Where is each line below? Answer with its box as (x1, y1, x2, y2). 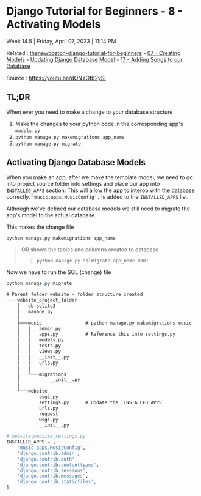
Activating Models (6, 17, 101, 31)
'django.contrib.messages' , (17, 473, 88, 479)
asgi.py (38, 394, 59, 400)
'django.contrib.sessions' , (17, 467, 88, 473)
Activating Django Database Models (6, 157, 146, 168)
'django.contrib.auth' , (17, 456, 78, 462)
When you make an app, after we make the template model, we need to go (6, 173, 193, 181)
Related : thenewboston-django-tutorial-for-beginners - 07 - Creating (6, 49, 181, 56)
